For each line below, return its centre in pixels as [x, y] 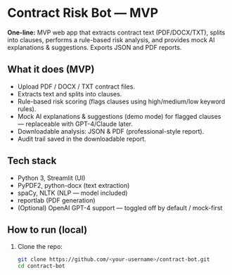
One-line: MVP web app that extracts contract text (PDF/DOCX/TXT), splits [116, 32]
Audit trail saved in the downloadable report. [82, 139]
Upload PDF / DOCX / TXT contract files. [76, 87]
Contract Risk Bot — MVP [83, 13]
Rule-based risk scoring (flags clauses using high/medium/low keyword [121, 101]
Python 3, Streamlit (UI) [51, 178]
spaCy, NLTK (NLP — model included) [72, 193]
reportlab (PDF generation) [57, 200]
